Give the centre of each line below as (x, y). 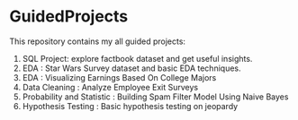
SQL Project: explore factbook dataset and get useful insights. (137, 58)
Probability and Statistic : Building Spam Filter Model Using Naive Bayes (155, 97)
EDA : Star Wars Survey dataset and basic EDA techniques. (131, 68)
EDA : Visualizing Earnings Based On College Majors (119, 77)
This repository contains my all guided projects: (98, 41)
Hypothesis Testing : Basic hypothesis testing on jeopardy (130, 106)
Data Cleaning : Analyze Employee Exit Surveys (110, 87)
